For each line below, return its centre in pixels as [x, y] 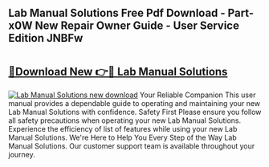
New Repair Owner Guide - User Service [137, 26]
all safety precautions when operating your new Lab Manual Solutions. [125, 120]
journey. [22, 155]
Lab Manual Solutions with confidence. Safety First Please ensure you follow [135, 112]
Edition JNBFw [46, 38]
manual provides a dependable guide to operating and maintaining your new [134, 103]
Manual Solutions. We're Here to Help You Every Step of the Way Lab [122, 137]
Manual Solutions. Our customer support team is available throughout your [132, 146]
